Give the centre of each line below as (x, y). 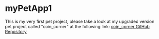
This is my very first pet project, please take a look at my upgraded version (80, 21)
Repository (16, 31)
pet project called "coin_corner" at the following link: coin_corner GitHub (77, 26)
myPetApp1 (29, 8)
